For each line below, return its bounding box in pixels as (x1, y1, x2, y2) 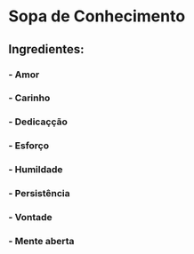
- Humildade (8, 163, 63, 176)
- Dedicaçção (8, 115, 69, 128)
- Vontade (8, 211, 53, 224)
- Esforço (8, 139, 50, 152)
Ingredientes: (8, 42, 85, 57)
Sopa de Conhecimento (8, 6, 186, 27)
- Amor (8, 68, 40, 81)
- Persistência (8, 187, 70, 200)
